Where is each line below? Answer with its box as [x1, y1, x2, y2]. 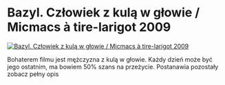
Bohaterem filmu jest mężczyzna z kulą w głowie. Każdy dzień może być [7, 55, 213, 63]
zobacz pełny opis [7, 70, 59, 78]
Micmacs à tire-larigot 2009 [7, 19, 171, 35]
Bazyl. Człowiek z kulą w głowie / [7, 5, 200, 21]
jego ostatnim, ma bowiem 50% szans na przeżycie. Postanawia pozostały [7, 62, 219, 71]
